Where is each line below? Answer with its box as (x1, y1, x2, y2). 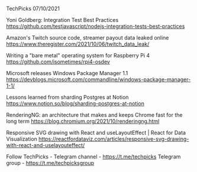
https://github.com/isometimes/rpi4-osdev (6, 59, 111, 65)
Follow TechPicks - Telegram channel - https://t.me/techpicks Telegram (6, 153, 181, 160)
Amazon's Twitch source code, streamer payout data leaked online (6, 34, 169, 41)
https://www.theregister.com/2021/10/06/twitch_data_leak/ (6, 41, 150, 47)
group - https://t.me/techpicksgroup (6, 160, 95, 166)
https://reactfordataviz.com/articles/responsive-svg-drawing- (38, 135, 189, 142)
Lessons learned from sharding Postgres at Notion (6, 94, 129, 100)
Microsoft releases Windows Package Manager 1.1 (6, 70, 128, 76)
